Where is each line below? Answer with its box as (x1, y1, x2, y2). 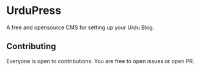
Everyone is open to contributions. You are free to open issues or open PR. (6, 57, 194, 64)
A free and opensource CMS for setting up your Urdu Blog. (6, 24, 155, 31)
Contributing (6, 41, 56, 52)
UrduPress (6, 4, 62, 18)
